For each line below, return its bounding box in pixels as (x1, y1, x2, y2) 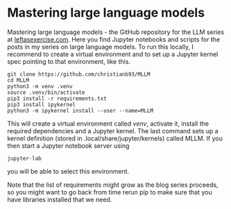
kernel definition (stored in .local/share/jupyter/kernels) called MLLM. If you (7, 134, 223, 142)
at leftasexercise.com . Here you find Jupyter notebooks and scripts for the (7, 35, 221, 43)
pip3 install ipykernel (7, 101, 76, 108)
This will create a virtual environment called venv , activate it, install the (7, 119, 209, 128)
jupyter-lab (7, 155, 42, 162)
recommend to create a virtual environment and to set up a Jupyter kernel (7, 50, 219, 58)
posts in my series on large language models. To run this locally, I (7, 42, 194, 51)
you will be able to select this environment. (7, 167, 130, 175)
